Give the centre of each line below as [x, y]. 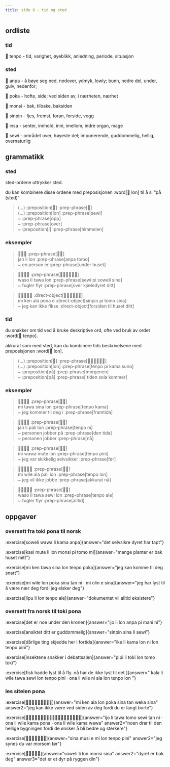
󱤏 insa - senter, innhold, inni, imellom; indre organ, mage [64, 125]
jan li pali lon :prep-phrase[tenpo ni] [55, 428]
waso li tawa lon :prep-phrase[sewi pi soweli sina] [70, 280]
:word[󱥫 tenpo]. [22, 336]
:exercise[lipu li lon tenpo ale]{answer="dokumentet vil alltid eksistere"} [80, 598]
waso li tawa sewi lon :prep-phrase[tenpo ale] [66, 495]
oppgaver [21, 516]
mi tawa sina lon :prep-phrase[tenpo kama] [63, 407]
